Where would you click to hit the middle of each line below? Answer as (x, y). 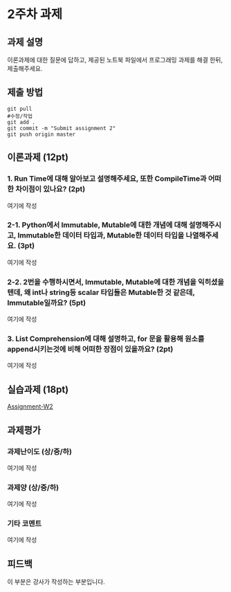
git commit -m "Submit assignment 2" (62, 128)
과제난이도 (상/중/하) (40, 451)
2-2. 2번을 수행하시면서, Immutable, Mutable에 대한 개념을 (102, 282)
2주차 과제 (35, 14)
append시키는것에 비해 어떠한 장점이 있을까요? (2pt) (90, 349)
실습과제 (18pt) (38, 389)
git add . (21, 122)
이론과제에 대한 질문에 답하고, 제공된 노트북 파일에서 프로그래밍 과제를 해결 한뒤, (115, 60)
